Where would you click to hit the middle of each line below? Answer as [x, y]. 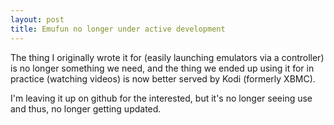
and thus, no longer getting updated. [86, 108]
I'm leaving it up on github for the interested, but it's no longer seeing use [161, 98]
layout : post [37, 19]
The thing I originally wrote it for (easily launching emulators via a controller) [167, 57]
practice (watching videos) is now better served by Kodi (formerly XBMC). [163, 78]
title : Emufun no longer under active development [118, 29]
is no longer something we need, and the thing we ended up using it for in [162, 68]
